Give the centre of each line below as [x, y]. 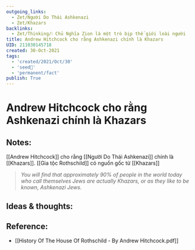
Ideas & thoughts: [40, 206]
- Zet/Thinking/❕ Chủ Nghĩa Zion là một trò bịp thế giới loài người [99, 34]
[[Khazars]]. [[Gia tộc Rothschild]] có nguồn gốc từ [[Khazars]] [83, 163]
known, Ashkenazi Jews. [51, 187]
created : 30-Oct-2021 [33, 51]
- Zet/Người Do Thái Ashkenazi [50, 17]
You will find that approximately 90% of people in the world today [101, 175]
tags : [13, 56]
